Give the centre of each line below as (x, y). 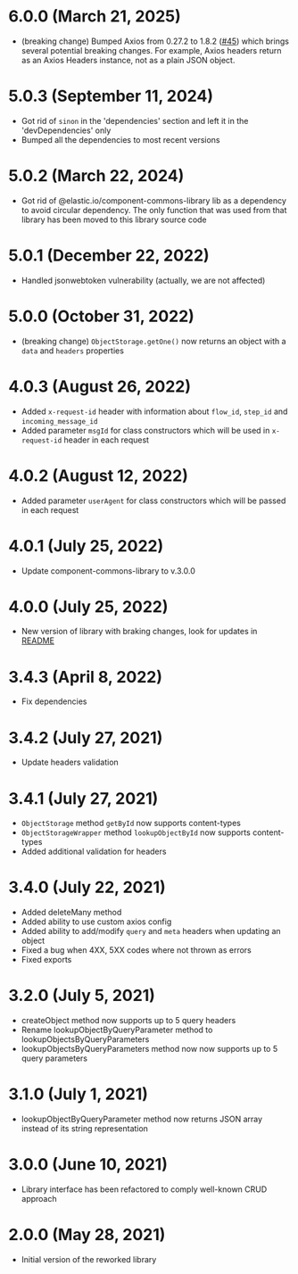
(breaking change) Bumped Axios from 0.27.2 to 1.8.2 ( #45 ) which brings (155, 41)
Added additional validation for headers (94, 852)
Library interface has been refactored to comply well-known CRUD (144, 1189)
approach (39, 1199)
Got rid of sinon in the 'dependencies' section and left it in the (135, 120)
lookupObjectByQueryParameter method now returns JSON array (142, 1119)
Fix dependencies (54, 701)
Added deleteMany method (71, 913)
